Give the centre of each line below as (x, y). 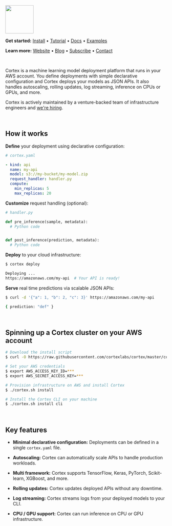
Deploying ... (20, 274)
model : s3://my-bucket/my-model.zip (49, 174)
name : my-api (24, 169)
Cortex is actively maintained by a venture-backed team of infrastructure (82, 102)
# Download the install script (39, 352)
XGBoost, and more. (48, 478)
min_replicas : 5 (32, 189)
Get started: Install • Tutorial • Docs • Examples (56, 41)
